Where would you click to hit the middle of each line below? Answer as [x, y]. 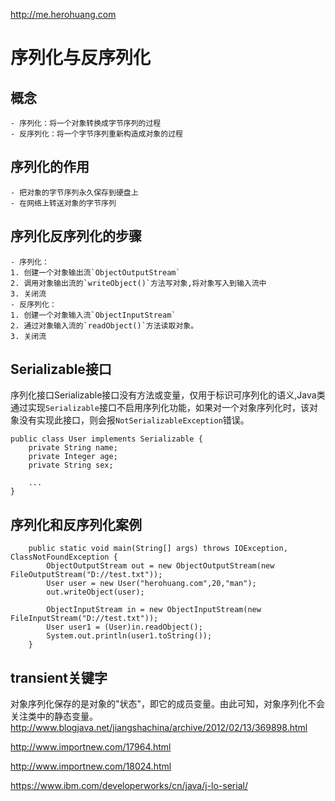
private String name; [73, 448]
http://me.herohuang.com [63, 14]
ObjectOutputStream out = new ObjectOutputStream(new [160, 566]
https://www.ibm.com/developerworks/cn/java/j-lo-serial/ [129, 786]
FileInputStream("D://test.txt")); [84, 619]
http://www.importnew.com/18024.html [91, 766]
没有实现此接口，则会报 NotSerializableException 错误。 [134, 420]
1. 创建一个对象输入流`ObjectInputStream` [93, 315]
